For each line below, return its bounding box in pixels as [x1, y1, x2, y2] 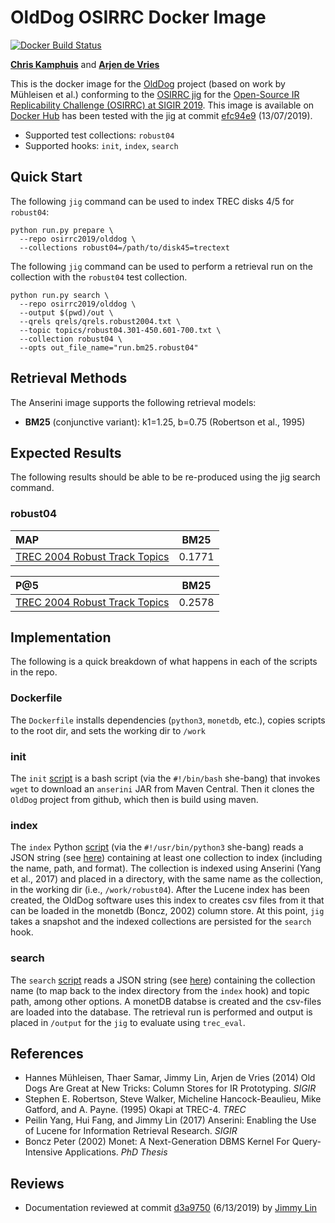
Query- [291, 1136, 322, 1148]
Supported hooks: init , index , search [24, 139, 179, 151]
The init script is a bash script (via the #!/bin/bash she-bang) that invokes [10, 772, 321, 785]
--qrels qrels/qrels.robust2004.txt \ [19, 316, 182, 326]
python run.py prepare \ [10, 225, 114, 235]
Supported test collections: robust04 [24, 129, 175, 141]
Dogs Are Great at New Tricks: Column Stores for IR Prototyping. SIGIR [24, 1082, 317, 1095]
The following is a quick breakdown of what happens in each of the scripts [10, 656, 318, 668]
